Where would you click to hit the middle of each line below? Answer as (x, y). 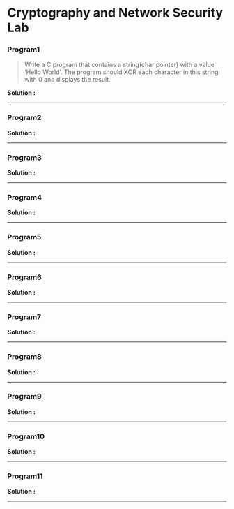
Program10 (26, 436)
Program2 (24, 118)
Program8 (24, 357)
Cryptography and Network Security (115, 13)
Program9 (24, 397)
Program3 (24, 157)
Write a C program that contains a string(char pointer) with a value (119, 65)
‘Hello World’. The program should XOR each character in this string (121, 72)
